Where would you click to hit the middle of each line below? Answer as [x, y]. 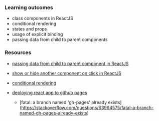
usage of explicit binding [37, 34]
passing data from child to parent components [60, 39]
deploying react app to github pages [49, 92]
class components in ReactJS [42, 18]
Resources [18, 52]
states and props [29, 29]
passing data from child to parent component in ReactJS [70, 63]
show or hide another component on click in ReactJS [66, 73]
